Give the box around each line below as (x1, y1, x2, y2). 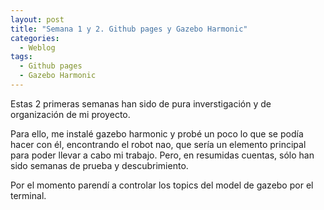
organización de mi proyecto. (10, 108, 131, 120)
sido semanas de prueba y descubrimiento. (10, 159, 189, 171)
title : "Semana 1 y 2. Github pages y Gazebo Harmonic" (10, 24, 248, 34)
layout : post (10, 14, 65, 25)
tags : (10, 52, 33, 62)
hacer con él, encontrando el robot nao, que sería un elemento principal (10, 138, 307, 150)
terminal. (10, 189, 47, 201)
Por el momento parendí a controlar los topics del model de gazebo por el (10, 179, 314, 191)
